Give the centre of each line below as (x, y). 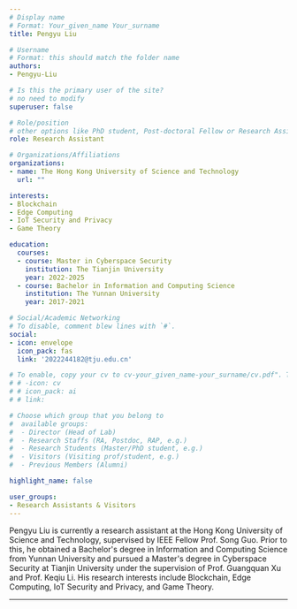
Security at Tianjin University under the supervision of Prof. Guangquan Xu (145, 567)
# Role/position (39, 123)
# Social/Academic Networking (65, 318)
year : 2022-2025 (55, 278)
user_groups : (33, 497)
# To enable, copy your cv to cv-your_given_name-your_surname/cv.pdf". (146, 375)
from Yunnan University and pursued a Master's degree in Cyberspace (138, 559)
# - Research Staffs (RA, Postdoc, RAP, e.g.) (99, 440)
